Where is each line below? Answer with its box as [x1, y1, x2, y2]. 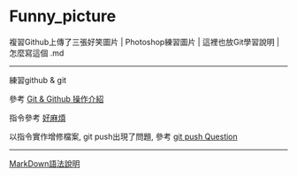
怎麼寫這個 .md [9, 47, 65, 58]
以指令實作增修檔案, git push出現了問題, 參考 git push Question [9, 131, 239, 142]
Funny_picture [9, 6, 117, 27]
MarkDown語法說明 [9, 158, 80, 169]
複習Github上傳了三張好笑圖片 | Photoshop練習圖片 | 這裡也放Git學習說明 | [9, 36, 280, 47]
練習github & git [9, 74, 67, 85]
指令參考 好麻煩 [9, 112, 66, 123]
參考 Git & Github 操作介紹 [9, 93, 104, 104]
